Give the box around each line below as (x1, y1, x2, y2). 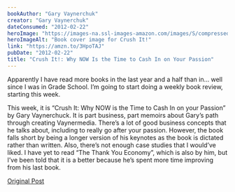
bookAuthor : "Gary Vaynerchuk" (7, 10, 99, 18)
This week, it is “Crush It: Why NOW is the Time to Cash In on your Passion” (7, 103, 226, 112)
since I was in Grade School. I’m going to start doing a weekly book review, (7, 82, 223, 91)
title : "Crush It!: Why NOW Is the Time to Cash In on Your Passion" (7, 56, 215, 63)
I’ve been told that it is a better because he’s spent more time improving (7, 156, 213, 164)
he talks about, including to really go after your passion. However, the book (7, 125, 224, 134)
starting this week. (7, 90, 61, 98)
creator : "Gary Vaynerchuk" (7, 17, 90, 24)
